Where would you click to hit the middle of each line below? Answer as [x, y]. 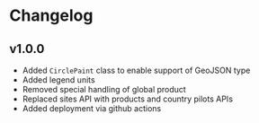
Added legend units [59, 80]
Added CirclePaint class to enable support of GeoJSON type [136, 70]
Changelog [51, 16]
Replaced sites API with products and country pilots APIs [128, 99]
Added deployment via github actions [92, 108]
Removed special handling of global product [104, 89]
